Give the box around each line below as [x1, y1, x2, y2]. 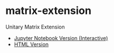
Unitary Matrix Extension [5, 23, 65, 30]
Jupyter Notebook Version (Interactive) [13, 34, 109, 41]
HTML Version [13, 41, 49, 48]
